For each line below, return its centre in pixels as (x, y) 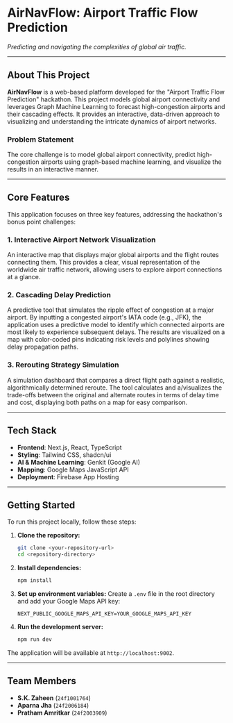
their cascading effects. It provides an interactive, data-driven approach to (114, 114)
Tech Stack (32, 431)
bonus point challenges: (42, 222)
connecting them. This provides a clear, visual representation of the (104, 263)
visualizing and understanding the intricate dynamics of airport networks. (112, 121)
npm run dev (34, 640)
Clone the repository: (49, 535)
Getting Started (41, 505)
